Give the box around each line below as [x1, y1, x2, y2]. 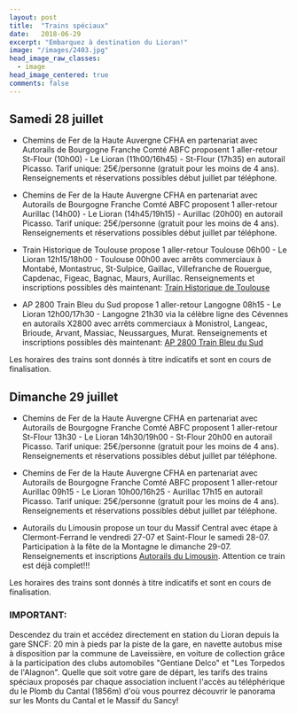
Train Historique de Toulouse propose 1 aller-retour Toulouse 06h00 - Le [21, 244, 287, 255]
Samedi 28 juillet [9, 112, 104, 127]
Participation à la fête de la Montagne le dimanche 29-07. [21, 541, 232, 552]
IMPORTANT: [9, 609, 67, 621]
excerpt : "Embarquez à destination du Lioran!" [9, 37, 189, 47]
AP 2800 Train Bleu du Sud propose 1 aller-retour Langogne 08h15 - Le [21, 299, 282, 310]
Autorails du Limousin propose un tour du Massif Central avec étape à [21, 523, 277, 533]
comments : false [9, 79, 69, 88]
